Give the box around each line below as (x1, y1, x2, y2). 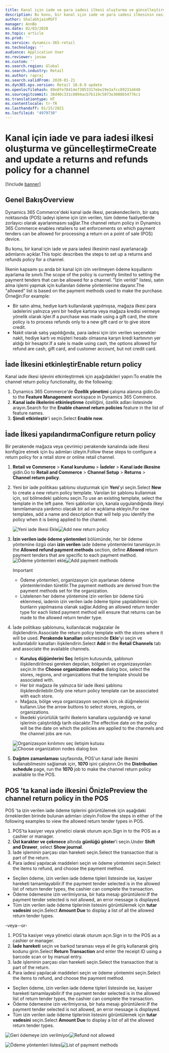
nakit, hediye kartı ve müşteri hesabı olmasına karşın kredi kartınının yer (12, 335, 161, 341)
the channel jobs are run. (20, 731, 72, 737)
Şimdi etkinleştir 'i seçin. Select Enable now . (12, 416, 104, 422)
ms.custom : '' (5, 59, 35, 64)
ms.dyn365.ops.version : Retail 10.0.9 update (5, 82, 102, 87)
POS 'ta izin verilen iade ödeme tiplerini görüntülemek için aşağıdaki (5, 807, 146, 813)
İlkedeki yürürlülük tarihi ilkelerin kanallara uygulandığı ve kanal (20, 715, 151, 721)
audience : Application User (5, 49, 64, 54)
